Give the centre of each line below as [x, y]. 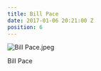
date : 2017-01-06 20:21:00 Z [51, 21]
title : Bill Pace [33, 14]
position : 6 [25, 27]
